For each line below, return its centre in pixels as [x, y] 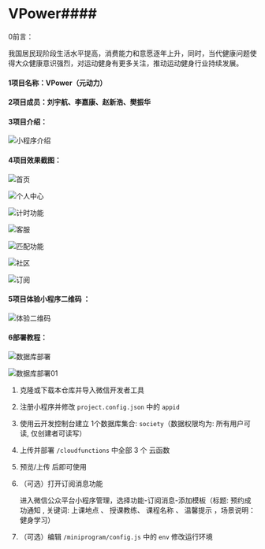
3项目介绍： [28, 121]
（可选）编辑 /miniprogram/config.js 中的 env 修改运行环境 [116, 536]
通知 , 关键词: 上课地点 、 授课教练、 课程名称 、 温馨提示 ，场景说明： [141, 510]
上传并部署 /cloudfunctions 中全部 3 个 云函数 [95, 450]
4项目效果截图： [35, 160]
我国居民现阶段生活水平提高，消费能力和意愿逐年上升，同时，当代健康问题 [129, 53]
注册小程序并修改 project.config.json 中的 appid [99, 406]
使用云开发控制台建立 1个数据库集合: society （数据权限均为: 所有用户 [132, 423]
